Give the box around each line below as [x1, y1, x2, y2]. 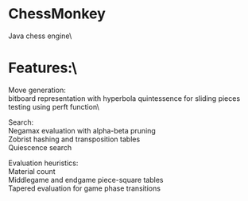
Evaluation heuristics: [8, 158, 79, 168]
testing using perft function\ [8, 102, 99, 111]
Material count [8, 166, 56, 176]
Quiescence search [8, 142, 72, 152]
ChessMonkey [8, 5, 106, 23]
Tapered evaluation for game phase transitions [8, 184, 161, 193]
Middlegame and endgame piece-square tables [8, 175, 164, 184]
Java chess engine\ [8, 31, 72, 41]
